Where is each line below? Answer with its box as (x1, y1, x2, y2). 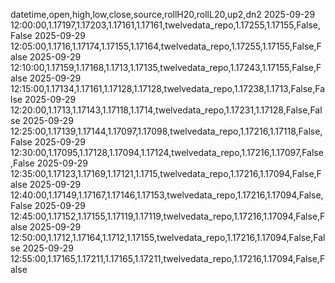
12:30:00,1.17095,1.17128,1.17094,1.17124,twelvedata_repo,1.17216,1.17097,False (10, 147, 324, 158)
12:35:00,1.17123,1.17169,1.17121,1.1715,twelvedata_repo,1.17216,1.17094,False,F (10, 168, 322, 179)
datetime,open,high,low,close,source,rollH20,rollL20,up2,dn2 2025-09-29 (10, 9, 316, 20)
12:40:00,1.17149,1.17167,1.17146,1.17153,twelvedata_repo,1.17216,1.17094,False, (10, 189, 324, 201)
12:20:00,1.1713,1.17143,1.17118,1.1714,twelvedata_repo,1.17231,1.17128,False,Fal (10, 104, 323, 116)
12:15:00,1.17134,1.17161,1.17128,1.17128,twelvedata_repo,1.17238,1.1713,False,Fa (10, 83, 326, 94)
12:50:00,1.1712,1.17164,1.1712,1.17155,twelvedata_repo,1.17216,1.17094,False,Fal (10, 232, 326, 243)
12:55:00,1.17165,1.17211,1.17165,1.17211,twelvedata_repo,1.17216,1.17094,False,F (10, 253, 326, 264)
